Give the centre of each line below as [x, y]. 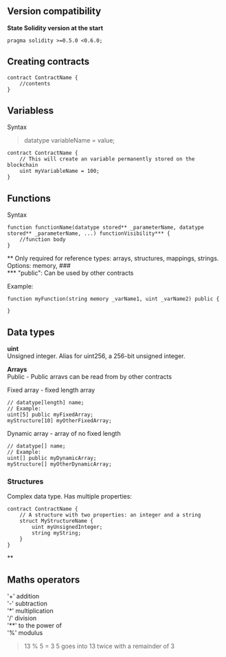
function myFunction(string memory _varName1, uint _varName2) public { [113, 299]
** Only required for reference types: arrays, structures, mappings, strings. [113, 258]
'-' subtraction [27, 604]
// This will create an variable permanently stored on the [107, 159]
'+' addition [23, 596]
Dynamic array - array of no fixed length [64, 434]
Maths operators [44, 580]
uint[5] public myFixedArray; [50, 415]
